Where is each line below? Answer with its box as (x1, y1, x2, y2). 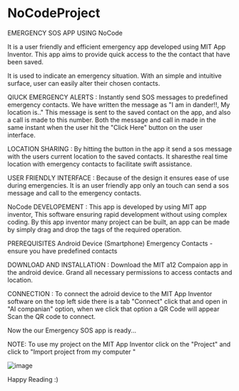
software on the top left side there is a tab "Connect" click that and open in (7, 297, 228, 305)
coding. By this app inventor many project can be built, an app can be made (7, 218, 230, 226)
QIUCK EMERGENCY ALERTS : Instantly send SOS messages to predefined (7, 93, 228, 101)
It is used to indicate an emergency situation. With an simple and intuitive (7, 71, 223, 80)
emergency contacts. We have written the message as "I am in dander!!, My (7, 100, 230, 108)
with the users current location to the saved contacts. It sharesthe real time (7, 152, 228, 161)
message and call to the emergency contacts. (7, 188, 142, 197)
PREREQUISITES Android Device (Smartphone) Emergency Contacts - (7, 239, 213, 248)
